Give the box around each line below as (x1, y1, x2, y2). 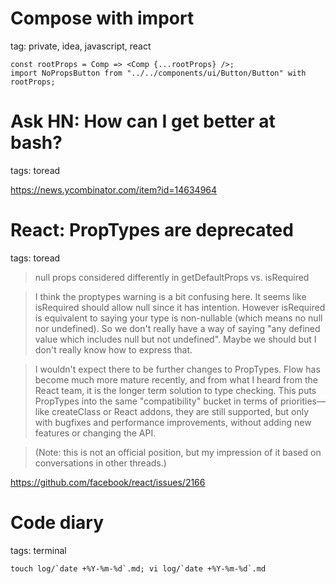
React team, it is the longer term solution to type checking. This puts (34, 384, 317, 396)
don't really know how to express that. (34, 343, 193, 356)
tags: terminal (10, 544, 67, 556)
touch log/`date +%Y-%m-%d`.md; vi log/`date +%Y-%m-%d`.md (10, 563, 267, 574)
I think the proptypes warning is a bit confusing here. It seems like (34, 290, 307, 302)
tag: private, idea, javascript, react (10, 40, 152, 52)
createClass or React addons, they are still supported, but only (51, 405, 309, 417)
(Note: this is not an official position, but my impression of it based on (34, 446, 322, 458)
